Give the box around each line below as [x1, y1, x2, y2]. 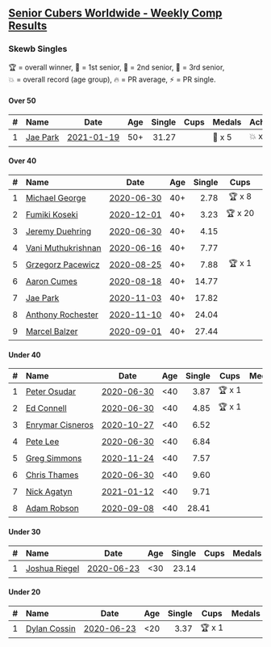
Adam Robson [25, 502, 79, 514]
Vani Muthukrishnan [25, 242, 102, 253]
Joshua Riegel [25, 563, 80, 573]
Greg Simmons [25, 452, 82, 463]
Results [8, 19, 48, 33]
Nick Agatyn [25, 485, 73, 497]
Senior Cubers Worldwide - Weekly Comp [8, 6, 223, 20]
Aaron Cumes [25, 275, 78, 286]
